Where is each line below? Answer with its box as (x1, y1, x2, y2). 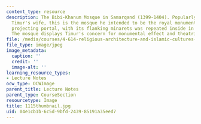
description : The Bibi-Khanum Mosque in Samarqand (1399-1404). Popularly (6, 14, 197, 20)
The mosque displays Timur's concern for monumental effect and (11, 31, 175, 37)
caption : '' (11, 53, 42, 59)
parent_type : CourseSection (6, 92, 77, 98)
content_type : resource (6, 8, 66, 15)
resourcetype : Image (6, 97, 58, 103)
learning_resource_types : (6, 70, 71, 76)
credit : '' (11, 58, 39, 64)
